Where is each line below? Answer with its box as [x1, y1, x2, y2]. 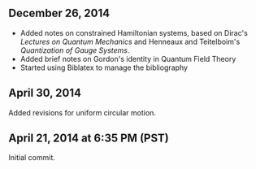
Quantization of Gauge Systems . [20, 45, 130, 55]
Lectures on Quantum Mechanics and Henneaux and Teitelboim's [20, 37, 241, 46]
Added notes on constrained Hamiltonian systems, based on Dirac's [20, 28, 248, 37]
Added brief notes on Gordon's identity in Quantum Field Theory [20, 54, 236, 63]
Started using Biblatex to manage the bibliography [20, 63, 189, 72]
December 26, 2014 [8, 6, 111, 20]
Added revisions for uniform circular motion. [8, 107, 157, 117]
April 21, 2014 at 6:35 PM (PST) [8, 132, 169, 145]
